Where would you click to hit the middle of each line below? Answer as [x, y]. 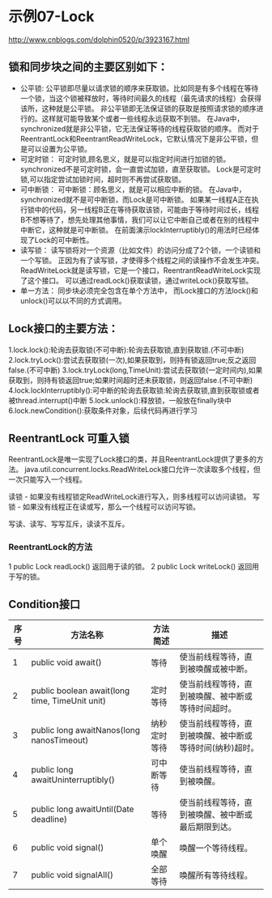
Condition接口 [45, 604]
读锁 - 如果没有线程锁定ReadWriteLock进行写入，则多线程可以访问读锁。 [130, 497]
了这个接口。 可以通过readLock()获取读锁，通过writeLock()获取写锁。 [136, 280]
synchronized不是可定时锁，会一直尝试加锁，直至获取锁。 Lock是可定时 [140, 169]
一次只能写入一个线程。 [47, 479]
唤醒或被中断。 [224, 669]
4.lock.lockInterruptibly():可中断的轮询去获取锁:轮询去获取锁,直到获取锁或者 [134, 390]
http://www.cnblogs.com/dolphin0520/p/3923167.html [99, 39]
